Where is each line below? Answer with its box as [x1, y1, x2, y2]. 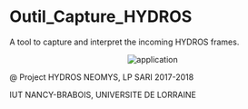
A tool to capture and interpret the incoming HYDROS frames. [9, 36, 240, 47]
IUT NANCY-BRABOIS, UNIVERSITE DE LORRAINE [9, 89, 197, 100]
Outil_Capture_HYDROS [9, 6, 193, 27]
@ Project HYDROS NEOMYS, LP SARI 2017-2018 [9, 71, 194, 83]
